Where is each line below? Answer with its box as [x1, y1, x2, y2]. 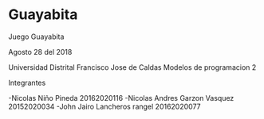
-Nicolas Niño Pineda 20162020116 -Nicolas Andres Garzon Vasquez [8, 93, 234, 102]
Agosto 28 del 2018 [8, 47, 73, 56]
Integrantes [8, 78, 46, 87]
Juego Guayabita [8, 32, 65, 41]
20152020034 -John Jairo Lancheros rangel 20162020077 [8, 102, 201, 111]
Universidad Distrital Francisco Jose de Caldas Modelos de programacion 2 [8, 62, 257, 72]
